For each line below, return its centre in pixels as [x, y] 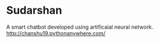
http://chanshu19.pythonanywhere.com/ [56, 33]
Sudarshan [34, 10]
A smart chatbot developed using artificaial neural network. [80, 27]
